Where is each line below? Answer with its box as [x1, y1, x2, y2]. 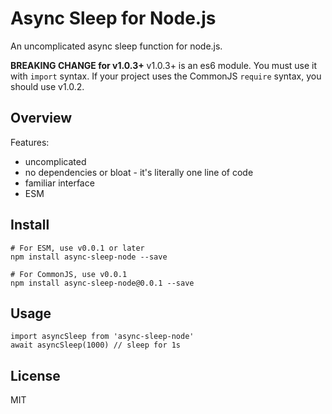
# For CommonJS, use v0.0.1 [10, 269, 128, 279]
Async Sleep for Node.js [10, 7, 217, 30]
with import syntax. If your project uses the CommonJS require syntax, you [10, 70, 322, 82]
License [10, 367, 61, 384]
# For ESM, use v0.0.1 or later [10, 243, 145, 253]
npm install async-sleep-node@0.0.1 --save [10, 278, 195, 288]
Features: [10, 136, 50, 148]
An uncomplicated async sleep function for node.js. [10, 40, 223, 52]
